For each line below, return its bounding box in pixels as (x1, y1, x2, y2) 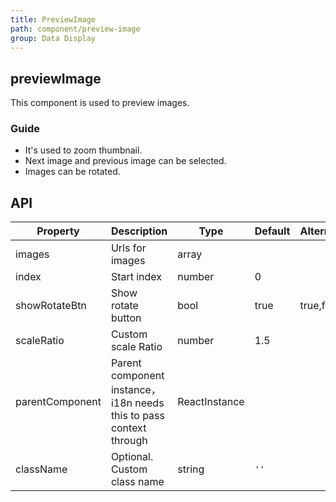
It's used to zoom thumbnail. (24, 144, 143, 156)
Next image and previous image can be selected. (24, 155, 227, 167)
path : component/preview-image (10, 24, 141, 34)
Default (254, 224, 291, 238)
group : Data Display (10, 33, 97, 43)
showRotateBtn (15, 299, 87, 313)
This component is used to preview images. (10, 97, 190, 109)
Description (110, 224, 168, 238)
